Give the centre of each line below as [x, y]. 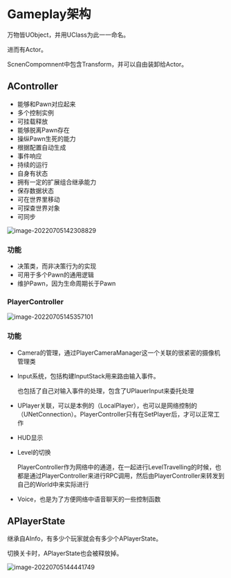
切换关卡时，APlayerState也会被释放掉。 [65, 553]
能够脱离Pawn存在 [44, 130]
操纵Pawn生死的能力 [46, 139]
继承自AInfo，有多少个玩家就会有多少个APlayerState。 [85, 538]
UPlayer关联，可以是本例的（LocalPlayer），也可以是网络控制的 [107, 405]
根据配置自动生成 [41, 147]
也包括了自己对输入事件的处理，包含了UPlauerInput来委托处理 [105, 391]
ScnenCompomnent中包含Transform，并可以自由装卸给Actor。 [98, 64]
